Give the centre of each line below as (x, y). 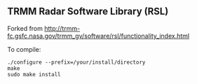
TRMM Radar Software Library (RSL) (88, 12)
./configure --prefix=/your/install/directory (76, 62)
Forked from (25, 28)
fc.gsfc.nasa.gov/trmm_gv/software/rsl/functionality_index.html (98, 36)
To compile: (24, 49)
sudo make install (34, 74)
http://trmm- (62, 28)
